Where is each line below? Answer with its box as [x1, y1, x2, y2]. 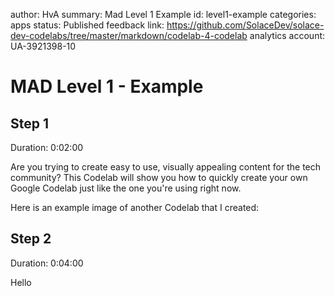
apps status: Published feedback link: [10, 19, 165, 31]
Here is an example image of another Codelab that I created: [10, 202, 260, 213]
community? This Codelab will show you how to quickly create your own [10, 172, 308, 183]
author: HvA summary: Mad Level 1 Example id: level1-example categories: [10, 9, 317, 20]
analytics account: [249, 30, 326, 41]
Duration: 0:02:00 [10, 142, 84, 153]
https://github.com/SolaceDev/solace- [166, 19, 325, 31]
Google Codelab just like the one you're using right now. [10, 182, 242, 194]
